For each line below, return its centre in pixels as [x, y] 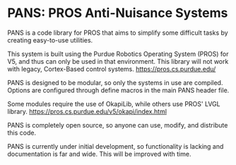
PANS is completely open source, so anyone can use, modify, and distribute [118, 125]
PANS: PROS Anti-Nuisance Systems [118, 13]
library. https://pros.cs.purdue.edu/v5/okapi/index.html [87, 111]
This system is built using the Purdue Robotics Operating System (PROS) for [118, 54]
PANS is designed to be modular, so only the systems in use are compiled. [115, 82]
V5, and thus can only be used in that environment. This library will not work [118, 61]
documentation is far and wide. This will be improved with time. [99, 154]
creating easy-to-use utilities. [50, 40]
